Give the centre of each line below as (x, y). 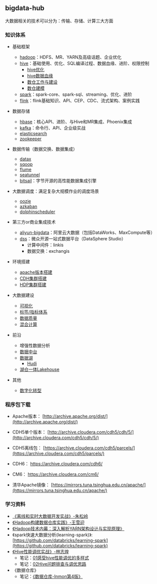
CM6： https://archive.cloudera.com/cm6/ (55, 474)
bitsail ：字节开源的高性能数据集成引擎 (58, 181)
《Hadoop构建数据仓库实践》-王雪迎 (48, 522)
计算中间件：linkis (45, 245)
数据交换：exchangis (48, 251)
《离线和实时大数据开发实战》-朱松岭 (50, 516)
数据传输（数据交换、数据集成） (45, 149)
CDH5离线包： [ (28, 448)
